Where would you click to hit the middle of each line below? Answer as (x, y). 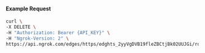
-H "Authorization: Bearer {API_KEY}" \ (58, 33)
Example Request (28, 9)
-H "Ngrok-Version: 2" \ (37, 38)
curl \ (14, 21)
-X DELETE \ (21, 27)
